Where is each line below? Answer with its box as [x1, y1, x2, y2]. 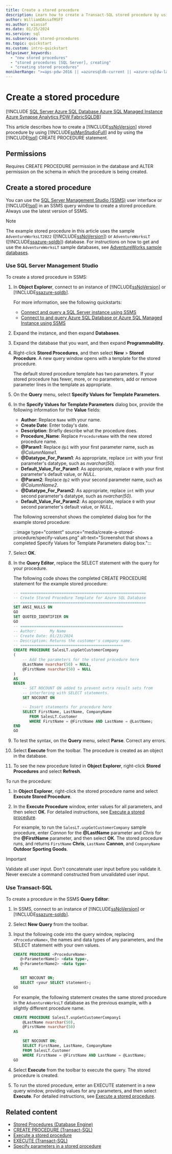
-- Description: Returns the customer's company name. [13, 638, 133, 643]
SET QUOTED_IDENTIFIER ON [13, 614, 68, 620]
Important [6, 856, 27, 862]
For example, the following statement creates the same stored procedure [13, 994, 167, 1000]
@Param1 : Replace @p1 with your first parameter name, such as [20, 444, 154, 450]
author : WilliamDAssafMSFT [6, 17, 63, 22]
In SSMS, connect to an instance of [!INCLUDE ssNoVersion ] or [13, 906, 145, 912]
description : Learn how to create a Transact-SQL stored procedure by [6, 12, 159, 17]
